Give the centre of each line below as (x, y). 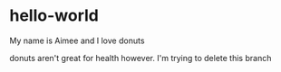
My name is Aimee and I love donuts (77, 40)
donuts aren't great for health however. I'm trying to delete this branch (140, 58)
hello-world (54, 16)
